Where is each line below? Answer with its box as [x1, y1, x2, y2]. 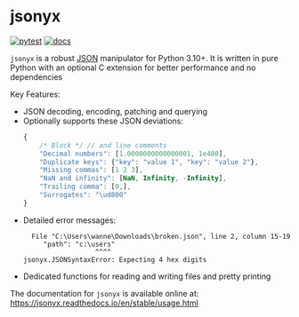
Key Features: [10, 89, 61, 99]
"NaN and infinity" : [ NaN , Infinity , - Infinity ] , [39, 174, 228, 183]
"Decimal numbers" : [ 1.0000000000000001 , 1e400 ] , [39, 149, 227, 158]
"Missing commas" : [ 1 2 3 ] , [39, 166, 143, 175]
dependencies [10, 71, 63, 82]
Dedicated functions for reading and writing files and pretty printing [22, 271, 271, 281]
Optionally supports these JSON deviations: [22, 115, 184, 126]
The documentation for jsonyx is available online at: [10, 288, 199, 298]
